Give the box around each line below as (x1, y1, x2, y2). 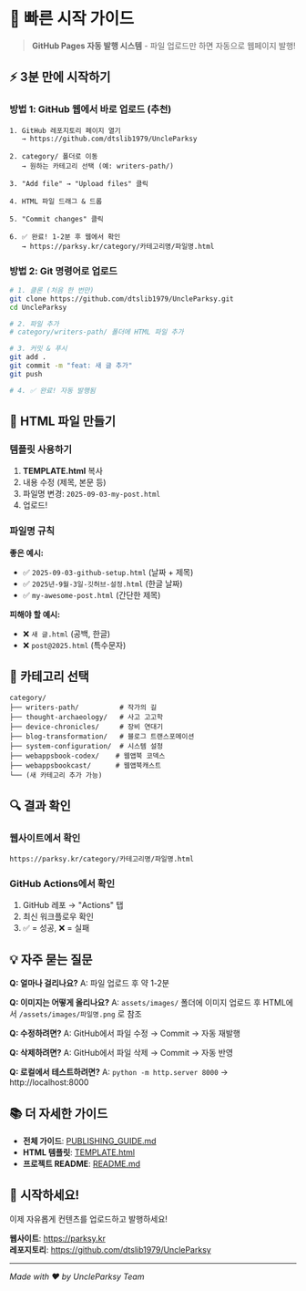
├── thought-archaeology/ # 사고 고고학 (9, 713, 164, 722)
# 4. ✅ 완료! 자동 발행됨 (9, 386, 97, 395)
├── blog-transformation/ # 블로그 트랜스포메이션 (9, 732, 195, 741)
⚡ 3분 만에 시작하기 (9, 69, 111, 85)
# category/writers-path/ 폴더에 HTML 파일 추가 (9, 327, 184, 337)
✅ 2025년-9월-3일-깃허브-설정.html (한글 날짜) (22, 578, 184, 589)
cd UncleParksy (9, 303, 67, 312)
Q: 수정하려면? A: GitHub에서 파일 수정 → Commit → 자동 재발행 (9, 1028, 241, 1039)
